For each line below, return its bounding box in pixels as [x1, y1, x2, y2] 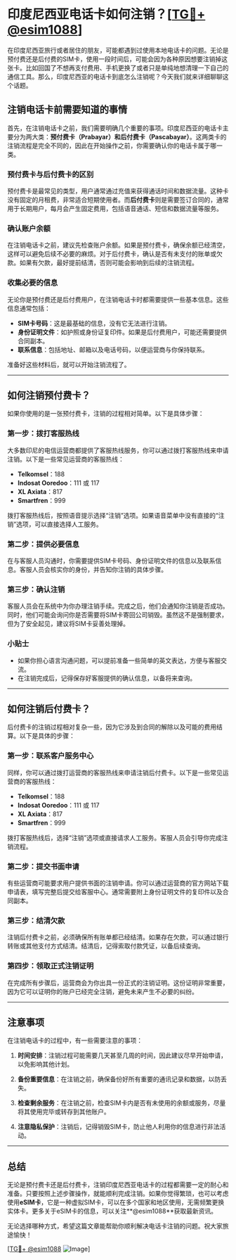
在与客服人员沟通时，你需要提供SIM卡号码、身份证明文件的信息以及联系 [7, 556, 216, 565]
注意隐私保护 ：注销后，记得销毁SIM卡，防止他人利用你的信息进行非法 [17, 1123, 220, 1131]
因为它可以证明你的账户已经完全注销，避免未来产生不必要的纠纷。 [7, 987, 198, 995]
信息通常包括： [7, 304, 51, 312]
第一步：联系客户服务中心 [7, 751, 94, 761]
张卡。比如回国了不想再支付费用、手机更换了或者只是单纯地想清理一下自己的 [7, 63, 229, 72]
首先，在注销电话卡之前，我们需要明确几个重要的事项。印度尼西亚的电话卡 [7, 124, 223, 132]
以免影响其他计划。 [17, 1060, 74, 1069]
